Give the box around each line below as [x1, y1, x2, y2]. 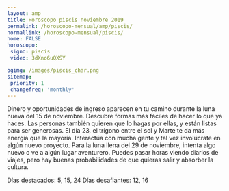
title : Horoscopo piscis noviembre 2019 [7, 16, 124, 23]
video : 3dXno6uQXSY [10, 55, 66, 62]
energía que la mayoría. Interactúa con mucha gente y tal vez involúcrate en [7, 134, 221, 142]
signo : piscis [10, 49, 51, 55]
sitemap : [7, 73, 32, 80]
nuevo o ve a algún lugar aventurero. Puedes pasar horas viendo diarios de [7, 149, 219, 157]
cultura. [7, 163, 29, 171]
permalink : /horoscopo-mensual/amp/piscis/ [7, 23, 133, 29]
